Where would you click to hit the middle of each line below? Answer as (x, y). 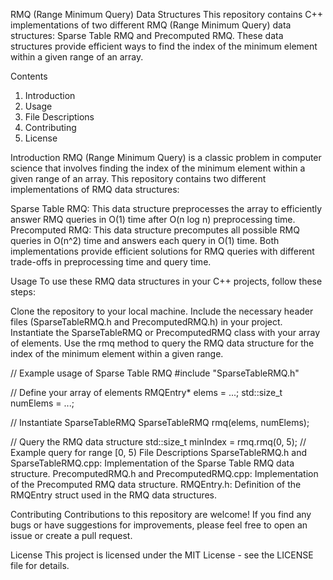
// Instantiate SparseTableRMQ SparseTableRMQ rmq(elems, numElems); (160, 422)
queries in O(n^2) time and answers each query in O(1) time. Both (145, 240)
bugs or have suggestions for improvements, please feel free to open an (159, 525)
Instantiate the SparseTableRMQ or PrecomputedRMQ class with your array (165, 332)
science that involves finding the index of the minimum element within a (158, 168)
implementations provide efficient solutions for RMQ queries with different (162, 251)
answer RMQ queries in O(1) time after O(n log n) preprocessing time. (153, 219)
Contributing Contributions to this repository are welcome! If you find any (161, 514)
